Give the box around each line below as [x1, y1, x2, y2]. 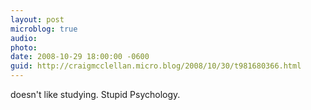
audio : [10, 33, 38, 43]
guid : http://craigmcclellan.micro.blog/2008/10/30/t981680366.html [10, 61, 302, 71]
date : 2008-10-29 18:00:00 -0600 [10, 52, 150, 62]
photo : [10, 42, 38, 53]
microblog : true [10, 24, 78, 34]
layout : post [10, 14, 65, 25]
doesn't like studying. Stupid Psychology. [10, 89, 181, 100]
